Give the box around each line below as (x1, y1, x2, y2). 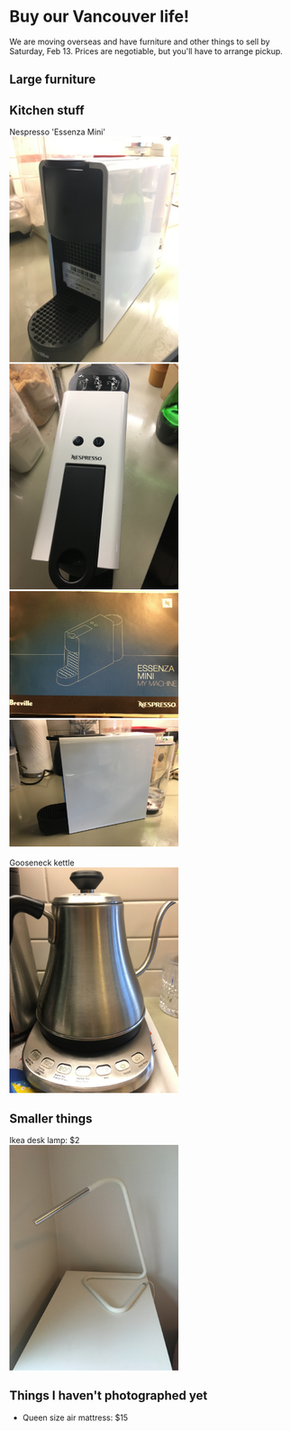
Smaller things (9, 1111, 93, 1126)
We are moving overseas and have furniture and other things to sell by (9, 36, 270, 47)
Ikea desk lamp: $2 (9, 1134, 80, 1145)
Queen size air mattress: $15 (22, 1412, 129, 1423)
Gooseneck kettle (9, 857, 75, 868)
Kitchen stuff (9, 102, 85, 118)
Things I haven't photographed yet (9, 1388, 208, 1404)
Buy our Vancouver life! (9, 6, 189, 27)
